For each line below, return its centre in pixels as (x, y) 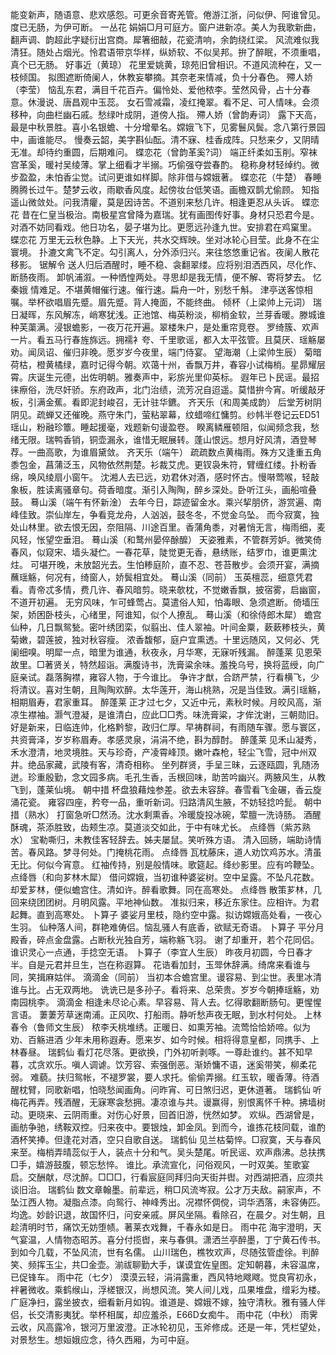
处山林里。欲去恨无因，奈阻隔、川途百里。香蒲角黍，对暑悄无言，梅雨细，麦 (168, 527)
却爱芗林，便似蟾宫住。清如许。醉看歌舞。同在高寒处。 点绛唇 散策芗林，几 (166, 889)
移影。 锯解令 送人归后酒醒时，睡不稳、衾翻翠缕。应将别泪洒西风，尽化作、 (166, 264)
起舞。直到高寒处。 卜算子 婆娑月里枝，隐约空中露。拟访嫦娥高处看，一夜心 (166, 914)
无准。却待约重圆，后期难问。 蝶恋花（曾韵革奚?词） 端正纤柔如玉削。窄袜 (164, 152)
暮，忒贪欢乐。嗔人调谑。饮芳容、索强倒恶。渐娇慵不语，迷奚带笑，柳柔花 (163, 1064)
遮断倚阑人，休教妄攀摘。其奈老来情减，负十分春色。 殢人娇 (188, 77)
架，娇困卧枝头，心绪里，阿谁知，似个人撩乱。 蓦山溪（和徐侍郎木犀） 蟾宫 (166, 614)
